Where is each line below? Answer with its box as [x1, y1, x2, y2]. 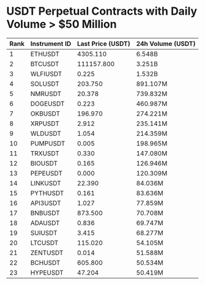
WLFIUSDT [30, 69, 62, 78]
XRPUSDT [30, 119, 59, 128]
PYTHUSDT [30, 188, 64, 197]
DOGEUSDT [30, 99, 65, 108]
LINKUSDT [30, 179, 61, 187]
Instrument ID [30, 39, 72, 48]
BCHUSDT [30, 258, 61, 267]
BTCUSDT [30, 59, 59, 68]
